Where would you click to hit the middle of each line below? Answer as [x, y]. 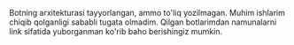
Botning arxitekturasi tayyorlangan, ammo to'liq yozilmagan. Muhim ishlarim [147, 13]
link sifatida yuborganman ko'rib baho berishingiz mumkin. [116, 31]
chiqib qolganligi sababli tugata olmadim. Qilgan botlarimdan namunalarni [143, 22]
